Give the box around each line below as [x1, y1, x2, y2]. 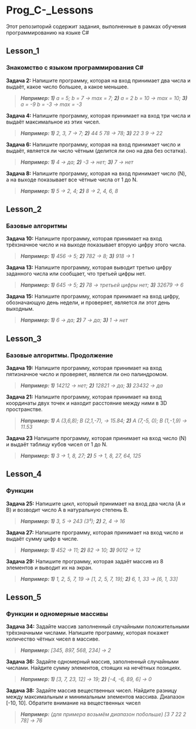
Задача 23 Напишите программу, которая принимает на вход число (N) [6, 435, 187, 442]
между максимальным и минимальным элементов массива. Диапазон [6, 693, 185, 700]
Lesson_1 [6, 46, 40, 56]
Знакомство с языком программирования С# [6, 64, 144, 72]
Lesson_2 [6, 204, 42, 214]
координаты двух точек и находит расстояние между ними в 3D [6, 400, 167, 407]
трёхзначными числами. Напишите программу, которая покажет [6, 630, 169, 637]
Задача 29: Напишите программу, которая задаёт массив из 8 [6, 558, 164, 565]
